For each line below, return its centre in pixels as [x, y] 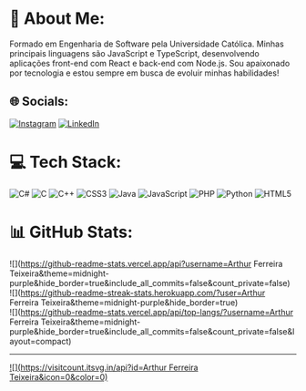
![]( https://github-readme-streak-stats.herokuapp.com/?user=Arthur [138, 293]
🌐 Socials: [39, 102]
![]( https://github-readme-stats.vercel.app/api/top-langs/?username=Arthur [152, 312]
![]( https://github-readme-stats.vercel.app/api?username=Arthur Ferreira [146, 263]
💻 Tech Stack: [66, 162]
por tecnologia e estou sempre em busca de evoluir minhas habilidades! [144, 73]
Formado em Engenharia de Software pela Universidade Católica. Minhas [147, 44]
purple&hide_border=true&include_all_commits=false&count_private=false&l [152, 331]
